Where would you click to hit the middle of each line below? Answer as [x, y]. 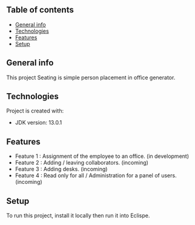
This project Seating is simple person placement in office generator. [91, 77]
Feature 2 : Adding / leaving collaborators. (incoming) [81, 163]
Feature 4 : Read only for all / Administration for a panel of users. [96, 175]
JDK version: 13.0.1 [38, 123]
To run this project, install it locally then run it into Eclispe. [78, 216]
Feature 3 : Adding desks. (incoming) [61, 169]
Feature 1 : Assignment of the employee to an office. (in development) [102, 156]
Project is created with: [35, 111]
